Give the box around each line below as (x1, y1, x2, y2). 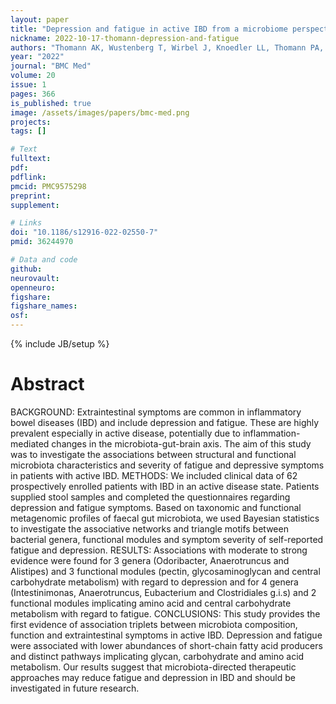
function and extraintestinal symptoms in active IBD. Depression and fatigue (10, 629, 323, 641)
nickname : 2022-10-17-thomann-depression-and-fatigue (10, 33, 240, 43)
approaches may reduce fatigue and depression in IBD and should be (10, 671, 296, 683)
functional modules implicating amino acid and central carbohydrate (10, 597, 292, 609)
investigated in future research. (10, 682, 140, 694)
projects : (10, 117, 52, 127)
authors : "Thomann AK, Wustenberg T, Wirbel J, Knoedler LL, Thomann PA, (10, 42, 325, 53)
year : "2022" (10, 52, 65, 62)
